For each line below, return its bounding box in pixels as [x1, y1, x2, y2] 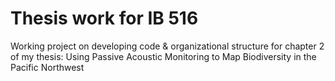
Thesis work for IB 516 [10, 7, 199, 30]
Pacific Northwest [10, 61, 85, 73]
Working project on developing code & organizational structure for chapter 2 [10, 40, 325, 52]
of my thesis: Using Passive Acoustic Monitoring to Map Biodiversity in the [10, 50, 317, 62]
